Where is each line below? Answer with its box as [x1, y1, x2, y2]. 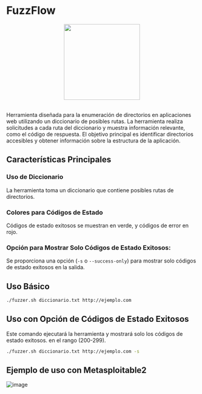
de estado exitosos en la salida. [6, 264, 85, 271]
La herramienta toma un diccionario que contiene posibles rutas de [6, 186, 174, 194]
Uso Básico [6, 281, 50, 292]
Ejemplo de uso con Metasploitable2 [6, 365, 147, 375]
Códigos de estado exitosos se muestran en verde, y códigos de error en [6, 222, 189, 229]
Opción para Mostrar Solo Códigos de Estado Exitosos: [6, 243, 171, 252]
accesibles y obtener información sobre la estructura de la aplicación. [6, 137, 181, 144]
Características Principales [6, 155, 112, 165]
